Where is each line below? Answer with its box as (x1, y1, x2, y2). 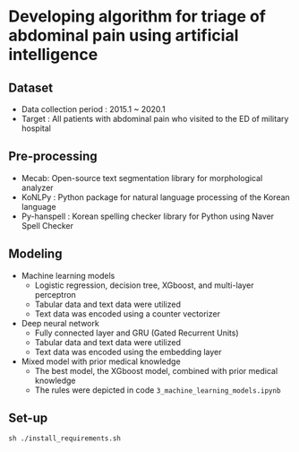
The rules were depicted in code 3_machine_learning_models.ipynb (34, 384, 281, 395)
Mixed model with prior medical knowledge (21, 356, 181, 367)
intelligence (8, 45, 98, 65)
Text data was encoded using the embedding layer (34, 346, 222, 357)
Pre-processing (8, 149, 98, 164)
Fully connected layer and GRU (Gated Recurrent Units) (34, 327, 239, 338)
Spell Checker (21, 220, 73, 230)
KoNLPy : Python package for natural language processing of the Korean (21, 191, 290, 203)
